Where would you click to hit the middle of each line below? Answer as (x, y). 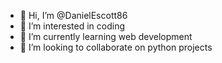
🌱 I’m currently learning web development (106, 36)
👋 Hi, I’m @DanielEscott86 (73, 15)
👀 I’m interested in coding (72, 26)
